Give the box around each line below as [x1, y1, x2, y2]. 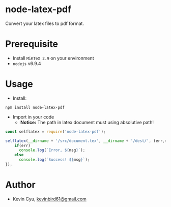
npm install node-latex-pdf [5, 105, 65, 110]
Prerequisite [5, 38, 59, 50]
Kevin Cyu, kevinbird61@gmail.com [12, 196, 87, 202]
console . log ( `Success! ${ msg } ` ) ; [18, 157, 90, 162]
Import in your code [12, 113, 54, 120]
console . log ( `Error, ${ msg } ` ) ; [18, 147, 85, 153]
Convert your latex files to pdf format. [5, 20, 84, 26]
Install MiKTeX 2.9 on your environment [12, 55, 94, 61]
